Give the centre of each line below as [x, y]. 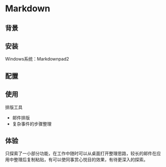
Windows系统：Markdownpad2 [37, 59]
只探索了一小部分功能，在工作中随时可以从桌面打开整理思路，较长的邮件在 [81, 154]
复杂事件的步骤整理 [32, 124]
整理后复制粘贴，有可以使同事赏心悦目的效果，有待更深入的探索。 [81, 160]
